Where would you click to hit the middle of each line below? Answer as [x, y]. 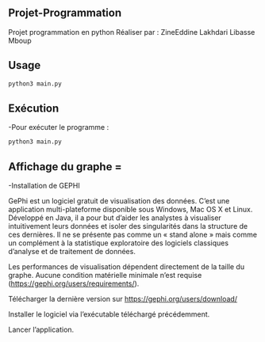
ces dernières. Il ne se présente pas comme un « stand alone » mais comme [133, 234]
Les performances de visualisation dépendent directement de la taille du [126, 267]
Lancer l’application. [41, 329]
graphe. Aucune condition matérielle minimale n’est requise [105, 275]
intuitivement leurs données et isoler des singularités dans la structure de [128, 226]
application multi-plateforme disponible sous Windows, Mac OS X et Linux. [131, 209]
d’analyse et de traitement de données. [72, 251]
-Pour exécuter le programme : [59, 127]
